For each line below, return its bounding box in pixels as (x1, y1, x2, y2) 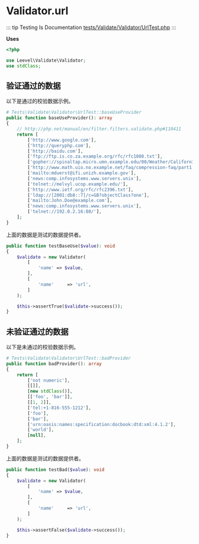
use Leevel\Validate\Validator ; (6, 57, 86, 63)
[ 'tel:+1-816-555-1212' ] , (27, 405, 92, 411)
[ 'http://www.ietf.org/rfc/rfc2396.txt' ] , (27, 187, 134, 193)
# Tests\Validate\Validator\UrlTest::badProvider (6, 356, 131, 361)
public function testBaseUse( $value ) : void (6, 243, 115, 249)
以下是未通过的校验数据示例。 (6, 344, 79, 351)
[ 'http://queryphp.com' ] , (27, 142, 92, 149)
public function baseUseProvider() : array (6, 115, 113, 121)
